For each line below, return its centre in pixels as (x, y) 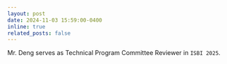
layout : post (26, 14)
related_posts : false (39, 33)
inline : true (26, 26)
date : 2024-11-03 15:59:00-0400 (55, 20)
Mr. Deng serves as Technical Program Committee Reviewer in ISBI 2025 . (114, 53)
